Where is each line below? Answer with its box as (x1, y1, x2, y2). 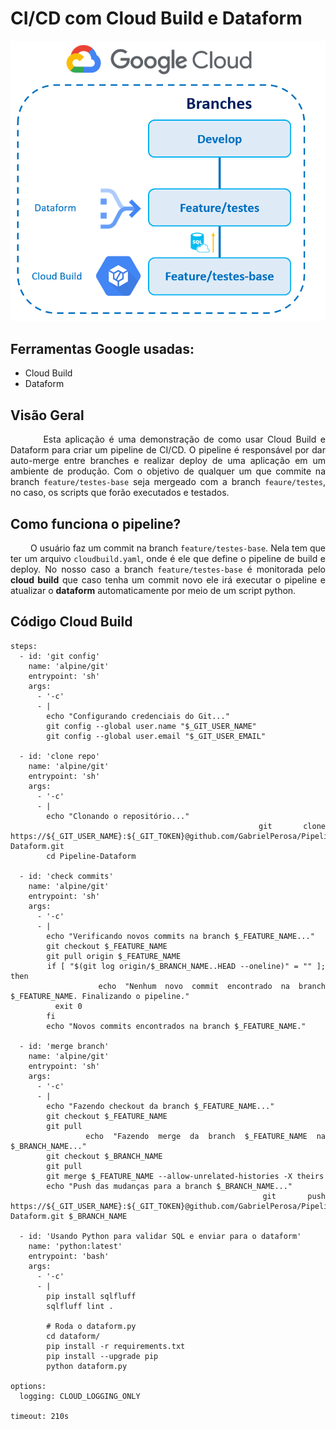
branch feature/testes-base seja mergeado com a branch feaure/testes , (10, 476, 326, 488)
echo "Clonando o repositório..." (46, 811, 190, 821)
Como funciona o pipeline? (10, 515, 182, 532)
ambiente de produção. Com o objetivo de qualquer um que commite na (10, 465, 326, 477)
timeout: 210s (10, 1411, 70, 1421)
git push (262, 1191, 326, 1201)
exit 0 (54, 1001, 83, 1011)
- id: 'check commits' (19, 871, 114, 881)
